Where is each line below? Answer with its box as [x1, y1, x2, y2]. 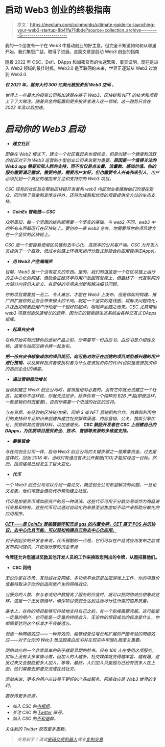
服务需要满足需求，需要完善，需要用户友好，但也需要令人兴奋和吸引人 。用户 [5, 169, 160, 175]
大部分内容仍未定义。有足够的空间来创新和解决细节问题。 [5, 281, 121, 287]
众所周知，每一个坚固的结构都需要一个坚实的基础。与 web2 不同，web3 [5, 219, 150, 225]
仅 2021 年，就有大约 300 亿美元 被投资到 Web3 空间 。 [5, 81, 117, 87]
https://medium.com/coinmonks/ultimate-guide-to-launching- [30, 22, 155, 27]
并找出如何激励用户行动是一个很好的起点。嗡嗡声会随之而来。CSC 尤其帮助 [5, 304, 157, 310]
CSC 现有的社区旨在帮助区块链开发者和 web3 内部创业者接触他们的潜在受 [5, 186, 153, 192]
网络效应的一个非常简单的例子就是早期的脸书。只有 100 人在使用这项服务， [5, 647, 157, 653]
